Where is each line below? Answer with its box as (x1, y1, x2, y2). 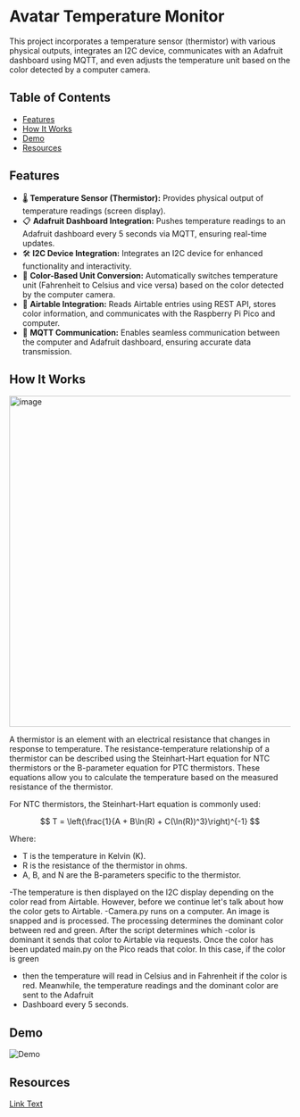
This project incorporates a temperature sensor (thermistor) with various (9, 36, 277, 46)
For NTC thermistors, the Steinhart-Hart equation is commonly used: (9, 799, 261, 810)
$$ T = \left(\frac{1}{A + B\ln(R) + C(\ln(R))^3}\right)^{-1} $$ (39, 816, 261, 827)
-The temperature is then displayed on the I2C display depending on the (9, 887, 274, 898)
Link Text (9, 1098, 43, 1109)
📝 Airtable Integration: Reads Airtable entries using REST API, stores (21, 298, 277, 309)
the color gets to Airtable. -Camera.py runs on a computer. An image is (9, 906, 270, 917)
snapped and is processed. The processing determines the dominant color (9, 915, 284, 926)
